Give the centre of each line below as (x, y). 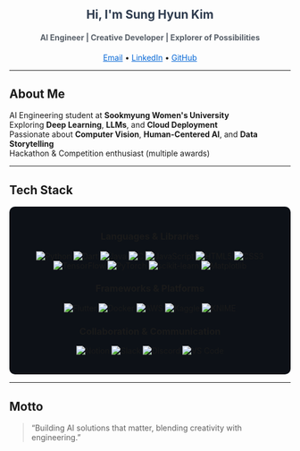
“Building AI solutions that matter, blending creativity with (137, 428)
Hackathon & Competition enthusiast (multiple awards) (110, 153)
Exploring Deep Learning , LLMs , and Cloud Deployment (114, 125)
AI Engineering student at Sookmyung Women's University (119, 115)
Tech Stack (41, 190)
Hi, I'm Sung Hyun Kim (150, 15)
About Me (37, 94)
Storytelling (32, 144)
